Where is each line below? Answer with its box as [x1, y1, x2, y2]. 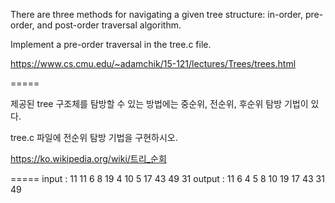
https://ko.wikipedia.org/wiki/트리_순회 [10, 153, 167, 164]
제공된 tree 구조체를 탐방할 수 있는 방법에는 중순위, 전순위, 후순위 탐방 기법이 [10, 98, 309, 109]
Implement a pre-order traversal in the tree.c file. [10, 39, 212, 50]
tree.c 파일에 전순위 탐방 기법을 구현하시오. [10, 132, 178, 143]
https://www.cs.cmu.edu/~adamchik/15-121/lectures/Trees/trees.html [10, 58, 297, 69]
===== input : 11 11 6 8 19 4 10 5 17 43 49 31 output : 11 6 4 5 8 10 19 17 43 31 [10, 173, 325, 184]
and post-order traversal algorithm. [36, 19, 182, 31]
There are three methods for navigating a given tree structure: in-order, [10, 9, 303, 20]
